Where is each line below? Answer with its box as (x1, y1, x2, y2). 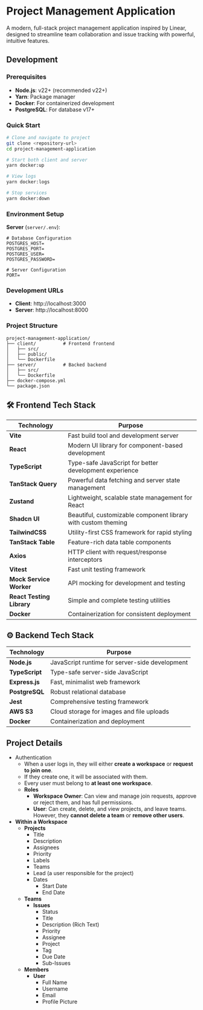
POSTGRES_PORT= (6, 246, 45, 252)
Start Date (42, 882, 68, 890)
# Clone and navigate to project (6, 134, 91, 140)
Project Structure (6, 322, 58, 330)
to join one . (24, 767, 53, 774)
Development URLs (6, 286, 64, 295)
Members (24, 966, 50, 973)
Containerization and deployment (50, 717, 145, 726)
